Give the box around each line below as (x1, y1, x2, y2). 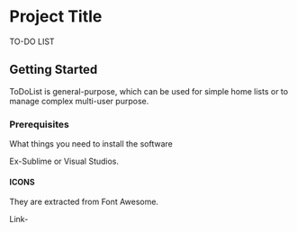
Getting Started (9, 62, 98, 77)
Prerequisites (9, 118, 69, 130)
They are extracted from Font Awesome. (9, 196, 159, 208)
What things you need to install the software (9, 138, 174, 149)
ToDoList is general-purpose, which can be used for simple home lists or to (9, 85, 289, 96)
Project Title (9, 6, 103, 27)
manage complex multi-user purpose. (9, 95, 149, 106)
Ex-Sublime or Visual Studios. (9, 156, 120, 167)
